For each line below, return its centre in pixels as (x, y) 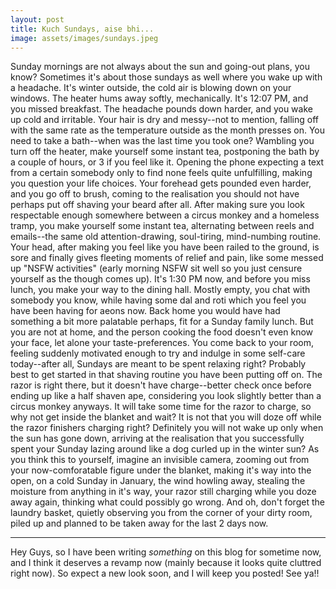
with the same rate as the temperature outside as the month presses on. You (167, 130)
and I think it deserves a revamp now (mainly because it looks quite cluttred (166, 563)
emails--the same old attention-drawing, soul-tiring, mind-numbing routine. (166, 237)
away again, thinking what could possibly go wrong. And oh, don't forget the (167, 502)
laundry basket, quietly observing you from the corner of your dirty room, (161, 513)
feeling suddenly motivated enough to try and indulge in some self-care (158, 353)
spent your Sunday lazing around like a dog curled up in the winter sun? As (165, 449)
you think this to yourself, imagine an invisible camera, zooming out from (160, 460)
